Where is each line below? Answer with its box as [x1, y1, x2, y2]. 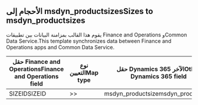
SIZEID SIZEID [9, 89, 47, 97]
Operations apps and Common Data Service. [6, 43, 115, 50]
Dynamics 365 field [130, 72, 187, 80]
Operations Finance [9, 65, 64, 73]
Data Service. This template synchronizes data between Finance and [6, 37, 172, 45]
